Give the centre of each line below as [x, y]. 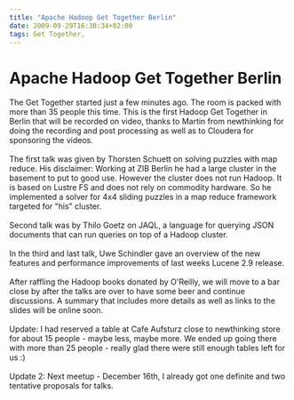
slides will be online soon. [56, 310]
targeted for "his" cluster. [56, 206]
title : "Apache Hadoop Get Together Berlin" [93, 17]
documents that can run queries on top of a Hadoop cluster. [119, 235]
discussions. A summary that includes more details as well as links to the [142, 301]
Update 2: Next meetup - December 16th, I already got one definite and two [147, 376]
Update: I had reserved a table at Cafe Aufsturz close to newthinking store [145, 329]
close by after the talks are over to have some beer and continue [127, 292]
